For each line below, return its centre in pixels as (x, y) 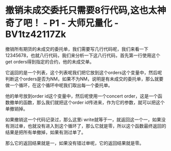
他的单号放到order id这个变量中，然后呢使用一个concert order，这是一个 (82, 96)
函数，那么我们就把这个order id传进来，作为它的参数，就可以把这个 (94, 102)
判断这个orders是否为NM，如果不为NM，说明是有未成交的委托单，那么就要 (84, 79)
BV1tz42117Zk (36, 34)
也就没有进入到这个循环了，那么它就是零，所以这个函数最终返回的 (97, 126)
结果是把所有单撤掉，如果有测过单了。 (45, 132)
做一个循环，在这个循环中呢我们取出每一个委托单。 (59, 85)
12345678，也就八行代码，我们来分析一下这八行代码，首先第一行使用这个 (83, 55)
